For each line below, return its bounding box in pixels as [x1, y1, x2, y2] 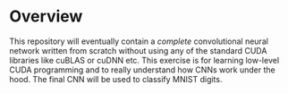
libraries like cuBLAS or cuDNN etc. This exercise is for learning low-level [9, 55, 280, 65]
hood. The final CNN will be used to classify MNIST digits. [9, 73, 223, 84]
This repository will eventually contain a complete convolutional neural [9, 36, 268, 46]
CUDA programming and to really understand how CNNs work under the [9, 64, 275, 75]
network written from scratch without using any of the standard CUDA [9, 45, 267, 55]
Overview [9, 6, 83, 27]
